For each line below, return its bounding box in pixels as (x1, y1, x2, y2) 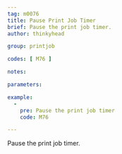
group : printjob (7, 43, 55, 50)
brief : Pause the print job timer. (7, 23, 112, 30)
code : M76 (20, 114, 49, 121)
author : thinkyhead (7, 30, 65, 37)
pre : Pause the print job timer (20, 107, 115, 114)
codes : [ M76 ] (7, 56, 52, 63)
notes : (7, 69, 27, 76)
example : (7, 93, 33, 101)
